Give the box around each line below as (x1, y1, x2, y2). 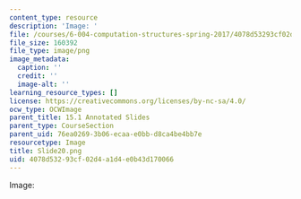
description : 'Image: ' (9, 22, 99, 30)
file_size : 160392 (9, 38, 78, 48)
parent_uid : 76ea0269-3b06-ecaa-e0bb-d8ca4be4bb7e (9, 130, 202, 139)
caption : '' (17, 64, 63, 73)
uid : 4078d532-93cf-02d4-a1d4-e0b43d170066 (9, 154, 175, 164)
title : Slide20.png (9, 146, 82, 155)
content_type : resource (9, 13, 99, 22)
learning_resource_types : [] (9, 88, 118, 97)
